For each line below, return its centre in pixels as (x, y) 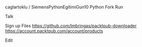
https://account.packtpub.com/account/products (54, 31)
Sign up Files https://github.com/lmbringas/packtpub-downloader (71, 26)
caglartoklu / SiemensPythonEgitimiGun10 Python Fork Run (64, 7)
